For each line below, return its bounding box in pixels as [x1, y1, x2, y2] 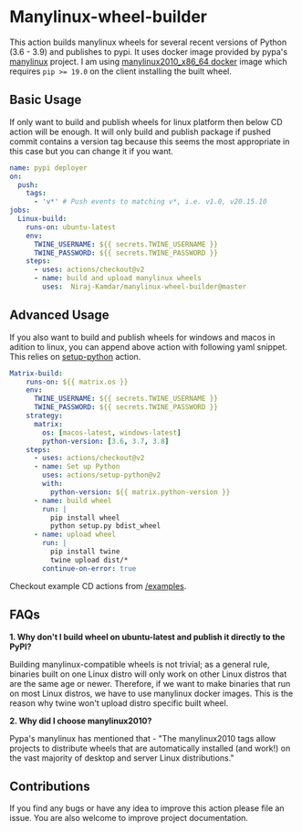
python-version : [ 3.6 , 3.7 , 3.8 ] [42, 437, 170, 446]
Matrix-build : [9, 368, 64, 378]
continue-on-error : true [42, 563, 137, 573]
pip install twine [49, 547, 120, 556]
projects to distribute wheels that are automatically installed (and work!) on [9, 742, 291, 753]
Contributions [9, 778, 90, 794]
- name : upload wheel [33, 530, 117, 540]
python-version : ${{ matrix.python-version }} [49, 487, 231, 497]
